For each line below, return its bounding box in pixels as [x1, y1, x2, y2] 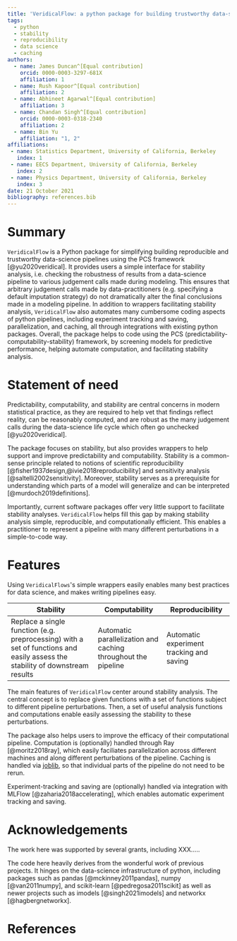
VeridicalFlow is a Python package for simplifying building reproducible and [7, 247, 229, 256]
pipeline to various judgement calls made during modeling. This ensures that [7, 278, 230, 286]
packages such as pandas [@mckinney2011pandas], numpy [7, 873, 181, 882]
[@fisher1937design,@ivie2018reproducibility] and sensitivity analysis [7, 467, 210, 474]
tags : [7, 17, 23, 24]
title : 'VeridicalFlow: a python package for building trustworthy [7, 10, 210, 18]
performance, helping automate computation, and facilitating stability [7, 345, 208, 353]
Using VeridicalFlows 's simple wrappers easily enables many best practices [7, 580, 230, 589]
